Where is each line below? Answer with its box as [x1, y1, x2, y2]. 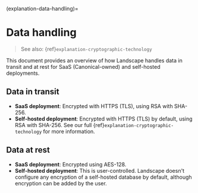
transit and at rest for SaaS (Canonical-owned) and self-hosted [6, 63, 161, 70]
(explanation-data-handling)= [6, 5, 78, 12]
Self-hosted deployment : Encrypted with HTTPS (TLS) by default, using [14, 115, 193, 122]
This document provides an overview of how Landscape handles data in [6, 56, 183, 64]
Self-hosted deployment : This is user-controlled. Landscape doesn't [14, 167, 185, 174]
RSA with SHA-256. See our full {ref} [14, 121, 105, 128]
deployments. [6, 69, 40, 77]
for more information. [43, 128, 95, 135]
